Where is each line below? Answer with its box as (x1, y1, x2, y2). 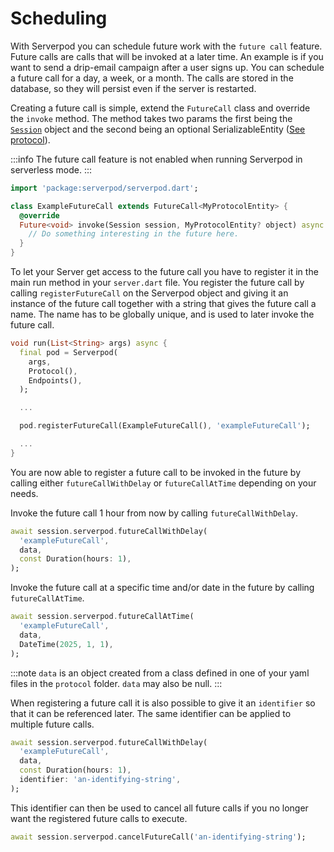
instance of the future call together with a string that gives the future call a (10, 298, 317, 310)
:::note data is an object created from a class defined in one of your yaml (10, 667, 310, 679)
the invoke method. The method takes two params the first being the (10, 112, 293, 124)
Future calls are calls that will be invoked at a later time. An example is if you (10, 50, 324, 62)
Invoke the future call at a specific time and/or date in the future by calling (10, 582, 315, 594)
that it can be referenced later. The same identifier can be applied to (10, 707, 292, 719)
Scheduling (10, 7, 108, 30)
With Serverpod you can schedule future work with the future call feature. (10, 40, 323, 52)
